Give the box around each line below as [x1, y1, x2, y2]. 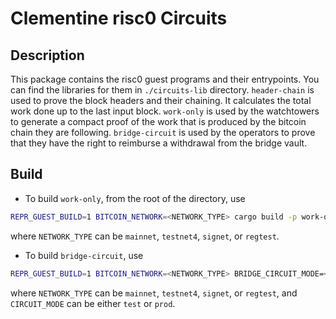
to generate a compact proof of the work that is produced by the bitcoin [10, 116, 307, 127]
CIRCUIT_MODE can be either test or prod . [10, 297, 176, 309]
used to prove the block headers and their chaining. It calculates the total [10, 95, 312, 106]
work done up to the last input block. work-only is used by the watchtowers [10, 105, 320, 117]
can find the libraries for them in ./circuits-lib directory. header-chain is [10, 84, 315, 96]
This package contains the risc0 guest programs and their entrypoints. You [10, 73, 320, 85]
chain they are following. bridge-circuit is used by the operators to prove [10, 127, 316, 138]
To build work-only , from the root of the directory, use [24, 192, 246, 204]
